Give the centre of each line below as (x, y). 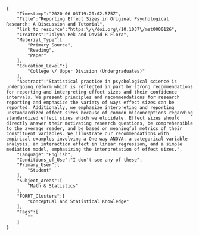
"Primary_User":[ (38, 165)
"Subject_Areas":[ (40, 181)
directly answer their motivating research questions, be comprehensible (100, 123)
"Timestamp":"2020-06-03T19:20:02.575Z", (69, 14)
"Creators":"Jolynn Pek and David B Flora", (73, 35)
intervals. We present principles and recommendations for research (93, 97)
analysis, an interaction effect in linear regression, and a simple (94, 144)
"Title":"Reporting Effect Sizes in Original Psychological (93, 19)
